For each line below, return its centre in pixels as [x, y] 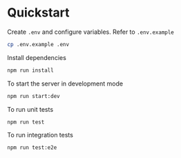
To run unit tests [30, 109]
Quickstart [39, 13]
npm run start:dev [34, 96]
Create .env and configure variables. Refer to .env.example [91, 32]
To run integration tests [40, 135]
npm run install [30, 70]
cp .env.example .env [38, 44]
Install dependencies [37, 57]
